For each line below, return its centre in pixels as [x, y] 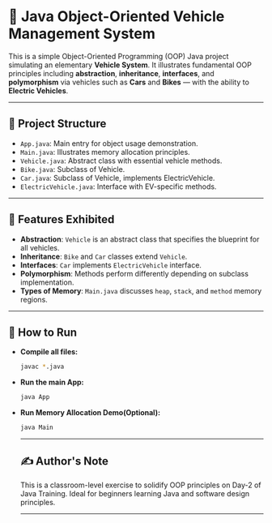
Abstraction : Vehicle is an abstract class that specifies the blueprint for [140, 239]
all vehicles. [40, 247]
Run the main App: [52, 382]
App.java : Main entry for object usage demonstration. [109, 143]
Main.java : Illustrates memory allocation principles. [105, 152]
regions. [34, 299]
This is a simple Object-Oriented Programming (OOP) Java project [119, 56]
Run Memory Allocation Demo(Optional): [90, 413]
